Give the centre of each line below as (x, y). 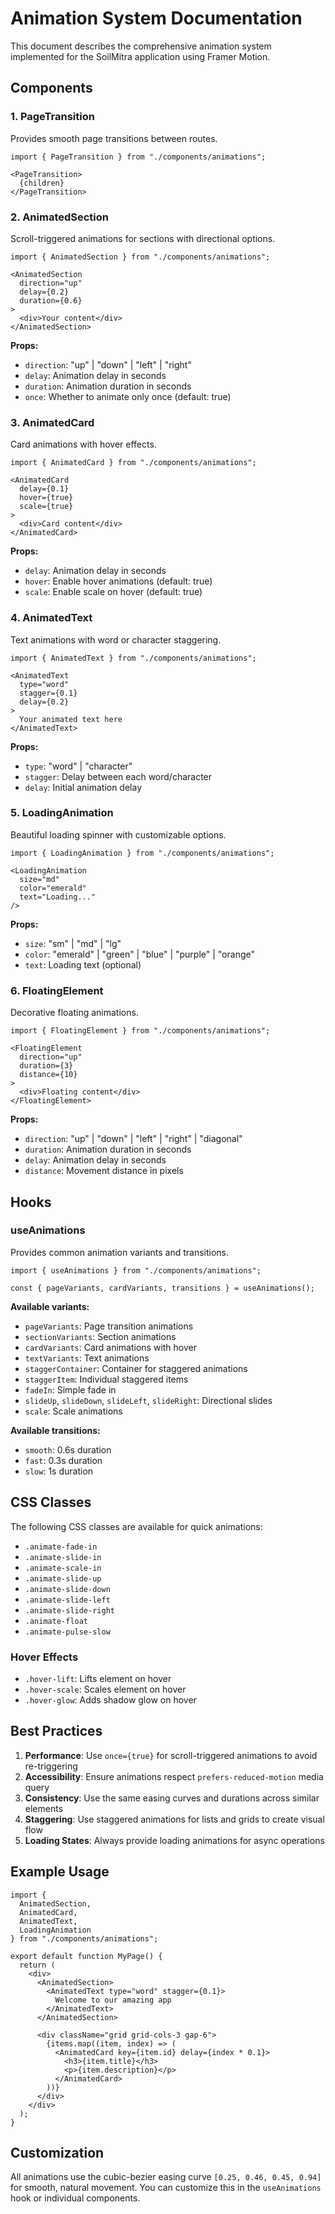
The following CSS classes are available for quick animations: (136, 1526)
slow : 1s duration (59, 1471)
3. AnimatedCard (52, 422)
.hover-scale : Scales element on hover (105, 1689)
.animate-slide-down (67, 1589)
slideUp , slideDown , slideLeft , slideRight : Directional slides (148, 1400)
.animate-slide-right (69, 1610)
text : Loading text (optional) (83, 964)
